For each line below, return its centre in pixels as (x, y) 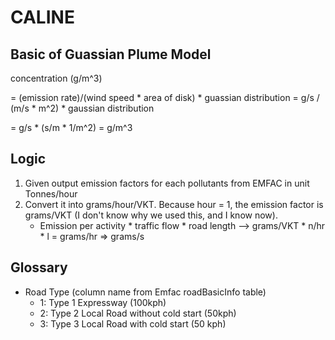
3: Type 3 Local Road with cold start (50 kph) (133, 323)
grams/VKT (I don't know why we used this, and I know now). (151, 215)
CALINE (42, 17)
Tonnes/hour (51, 193)
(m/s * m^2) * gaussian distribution (82, 108)
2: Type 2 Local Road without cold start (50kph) (138, 313)
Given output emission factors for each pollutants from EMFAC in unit (167, 183)
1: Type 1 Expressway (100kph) (103, 302)
